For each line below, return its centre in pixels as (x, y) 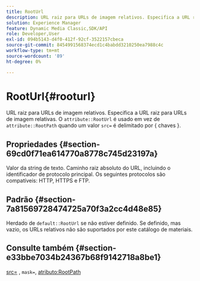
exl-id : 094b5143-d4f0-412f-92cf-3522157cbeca (65, 39)
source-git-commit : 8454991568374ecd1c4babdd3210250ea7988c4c (85, 45)
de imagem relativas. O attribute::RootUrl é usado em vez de (83, 119)
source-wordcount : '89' (36, 56)
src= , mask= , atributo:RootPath (44, 271)
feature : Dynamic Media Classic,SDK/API (57, 28)
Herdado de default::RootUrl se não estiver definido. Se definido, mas (93, 223)
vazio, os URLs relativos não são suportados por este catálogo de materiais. (99, 230)
